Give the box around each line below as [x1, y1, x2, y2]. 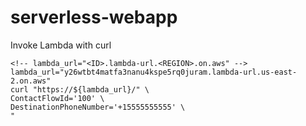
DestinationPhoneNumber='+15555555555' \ [10, 102, 186, 112]
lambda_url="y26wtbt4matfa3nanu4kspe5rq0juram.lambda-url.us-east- [10, 67, 298, 77]
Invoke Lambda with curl [10, 39, 112, 51]
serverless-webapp [10, 6, 178, 29]
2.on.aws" [10, 76, 52, 86]
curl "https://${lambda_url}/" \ [10, 84, 150, 95]
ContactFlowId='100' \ [10, 93, 105, 103]
